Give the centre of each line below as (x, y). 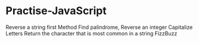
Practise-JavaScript (56, 11)
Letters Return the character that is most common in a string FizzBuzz (91, 33)
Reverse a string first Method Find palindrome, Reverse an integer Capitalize (99, 27)
